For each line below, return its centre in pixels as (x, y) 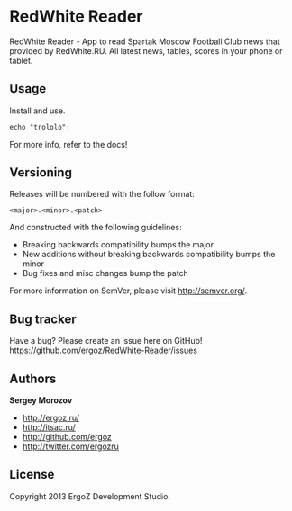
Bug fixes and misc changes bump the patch (105, 273)
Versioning (41, 173)
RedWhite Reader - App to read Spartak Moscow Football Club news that (145, 41)
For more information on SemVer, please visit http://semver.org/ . (128, 291)
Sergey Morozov (41, 400)
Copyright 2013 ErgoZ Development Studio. (90, 496)
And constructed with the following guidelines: (96, 228)
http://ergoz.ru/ (50, 418)
